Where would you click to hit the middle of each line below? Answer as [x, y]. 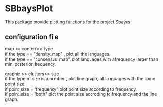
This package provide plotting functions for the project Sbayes [68, 22]
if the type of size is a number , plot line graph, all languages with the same [80, 78]
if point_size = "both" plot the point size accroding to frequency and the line [81, 94]
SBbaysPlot [29, 8]
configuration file [32, 37]
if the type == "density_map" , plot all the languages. [58, 54]
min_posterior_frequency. [31, 64]
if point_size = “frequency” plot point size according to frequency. [71, 89]
